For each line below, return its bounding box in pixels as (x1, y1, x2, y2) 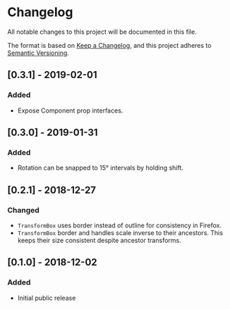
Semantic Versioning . (7, 49, 69, 57)
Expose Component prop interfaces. (17, 106, 123, 115)
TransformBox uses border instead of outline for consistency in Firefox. (17, 221, 222, 229)
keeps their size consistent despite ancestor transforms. (17, 237, 181, 244)
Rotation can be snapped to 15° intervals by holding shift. (17, 163, 183, 172)
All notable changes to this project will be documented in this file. (7, 27, 198, 36)
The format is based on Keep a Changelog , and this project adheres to (7, 41, 212, 49)
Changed (7, 205, 40, 215)
